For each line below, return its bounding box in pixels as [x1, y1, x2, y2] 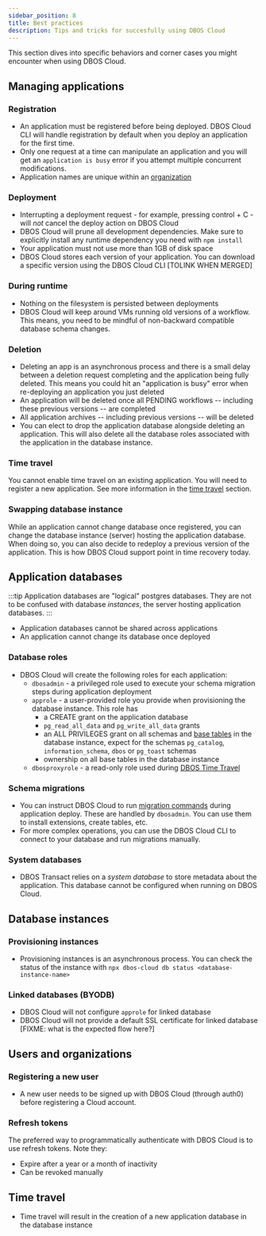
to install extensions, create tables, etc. [19, 817, 148, 827]
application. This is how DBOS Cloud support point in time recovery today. [8, 547, 251, 557]
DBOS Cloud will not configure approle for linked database [19, 1007, 212, 1017]
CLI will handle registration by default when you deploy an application [19, 130, 249, 140]
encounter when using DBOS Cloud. [8, 56, 126, 66]
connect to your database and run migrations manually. [19, 834, 201, 844]
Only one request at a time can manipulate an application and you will [19, 147, 248, 156]
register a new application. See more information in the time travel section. [8, 484, 252, 493]
